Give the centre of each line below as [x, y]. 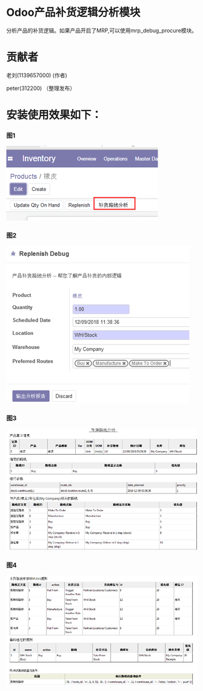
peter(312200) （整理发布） [41, 88]
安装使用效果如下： [54, 115]
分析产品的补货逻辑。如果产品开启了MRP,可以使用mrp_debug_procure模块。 [102, 30]
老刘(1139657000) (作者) [37, 75]
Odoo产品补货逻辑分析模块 [73, 12]
